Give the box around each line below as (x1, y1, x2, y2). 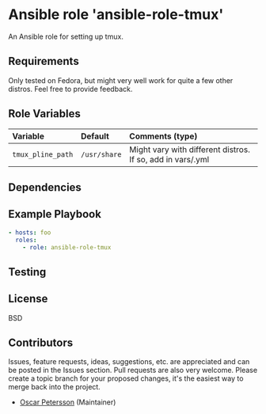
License (8, 292, 48, 306)
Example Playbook (8, 207, 101, 221)
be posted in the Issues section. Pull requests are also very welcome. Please (8, 366, 258, 375)
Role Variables (8, 107, 81, 120)
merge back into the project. (8, 382, 101, 392)
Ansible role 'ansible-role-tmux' (8, 6, 224, 24)
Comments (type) (129, 131, 198, 142)
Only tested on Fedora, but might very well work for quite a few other (8, 75, 234, 85)
